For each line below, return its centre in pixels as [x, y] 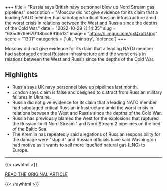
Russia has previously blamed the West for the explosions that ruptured [85, 118]
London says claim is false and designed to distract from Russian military [87, 92]
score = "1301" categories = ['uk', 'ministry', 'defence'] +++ [66, 39]
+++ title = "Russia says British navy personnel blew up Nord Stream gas [80, 7]
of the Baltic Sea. [30, 129]
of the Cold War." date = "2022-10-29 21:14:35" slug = [61, 28]
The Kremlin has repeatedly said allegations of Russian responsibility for [86, 134]
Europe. [20, 150]
